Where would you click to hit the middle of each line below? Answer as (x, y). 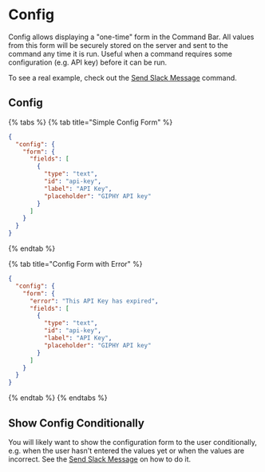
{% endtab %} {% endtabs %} (58, 398)
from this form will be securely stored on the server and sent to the (119, 45)
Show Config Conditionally (77, 423)
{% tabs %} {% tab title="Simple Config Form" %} (91, 122)
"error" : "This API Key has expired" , (94, 301)
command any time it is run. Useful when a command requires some (121, 54)
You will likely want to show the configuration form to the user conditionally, (132, 442)
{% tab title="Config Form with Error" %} (75, 264)
